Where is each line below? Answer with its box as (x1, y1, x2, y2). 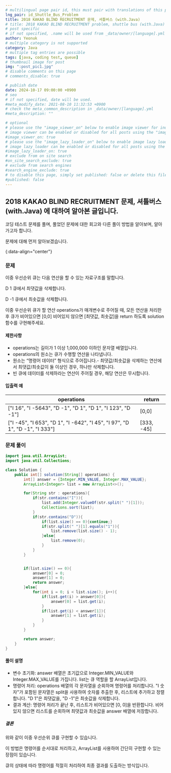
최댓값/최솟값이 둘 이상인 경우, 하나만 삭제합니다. (18, 364, 115, 370)
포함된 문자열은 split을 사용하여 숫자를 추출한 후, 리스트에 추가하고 (24, 689, 155, 695)
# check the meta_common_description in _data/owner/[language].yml (5, 106, 154, 112)
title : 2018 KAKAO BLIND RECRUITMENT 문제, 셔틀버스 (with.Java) (5, 17, 140, 22)
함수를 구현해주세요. (5, 320, 45, 326)
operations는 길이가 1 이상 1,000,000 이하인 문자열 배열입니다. (12, 344, 138, 351)
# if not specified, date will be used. (5, 97, 93, 102)
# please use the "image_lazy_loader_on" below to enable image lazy (5, 139, 156, 144)
